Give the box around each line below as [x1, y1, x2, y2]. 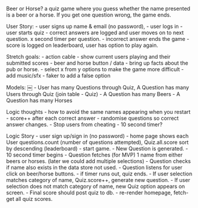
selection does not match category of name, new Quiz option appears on [6, 183, 186, 190]
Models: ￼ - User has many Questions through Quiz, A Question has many [6, 84, 189, 91]
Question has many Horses [6, 97, 73, 104]
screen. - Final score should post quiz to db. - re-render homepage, [6, 189, 172, 196]
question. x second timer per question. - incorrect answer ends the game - [6, 36, 190, 42]
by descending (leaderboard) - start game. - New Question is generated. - [6, 145, 188, 152]
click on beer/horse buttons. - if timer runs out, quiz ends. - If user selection [6, 170, 193, 177]
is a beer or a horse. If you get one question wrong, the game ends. [6, 11, 171, 18]
